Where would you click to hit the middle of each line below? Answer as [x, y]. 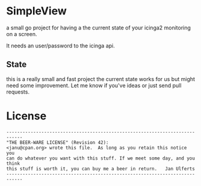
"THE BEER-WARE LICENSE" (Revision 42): [58, 142]
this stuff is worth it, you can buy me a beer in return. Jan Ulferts [101, 169]
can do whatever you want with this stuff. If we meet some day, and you [101, 158]
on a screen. [22, 34]
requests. [18, 92]
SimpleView [37, 11]
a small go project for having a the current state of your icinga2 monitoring [99, 28]
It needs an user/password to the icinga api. [61, 46]
